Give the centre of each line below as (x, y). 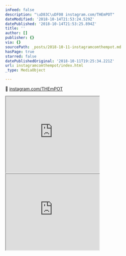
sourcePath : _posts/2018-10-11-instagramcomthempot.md (63, 47)
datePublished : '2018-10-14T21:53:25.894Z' (51, 24)
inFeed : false (20, 10)
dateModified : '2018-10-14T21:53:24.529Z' (50, 19)
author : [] (16, 33)
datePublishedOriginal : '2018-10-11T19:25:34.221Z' (60, 61)
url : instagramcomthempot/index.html (44, 65)
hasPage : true (20, 51)
